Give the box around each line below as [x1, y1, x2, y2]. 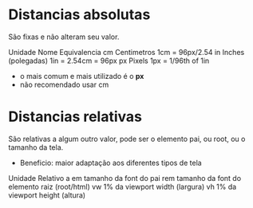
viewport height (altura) [8, 190, 86, 200]
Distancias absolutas [8, 6, 151, 24]
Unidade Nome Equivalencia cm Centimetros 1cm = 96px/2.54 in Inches [8, 47, 245, 57]
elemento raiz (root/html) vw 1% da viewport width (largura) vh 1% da [8, 182, 237, 191]
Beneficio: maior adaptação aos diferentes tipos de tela [19, 158, 202, 167]
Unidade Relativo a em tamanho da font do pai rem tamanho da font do [8, 173, 242, 182]
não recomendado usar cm [19, 80, 109, 89]
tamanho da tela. [8, 142, 64, 152]
